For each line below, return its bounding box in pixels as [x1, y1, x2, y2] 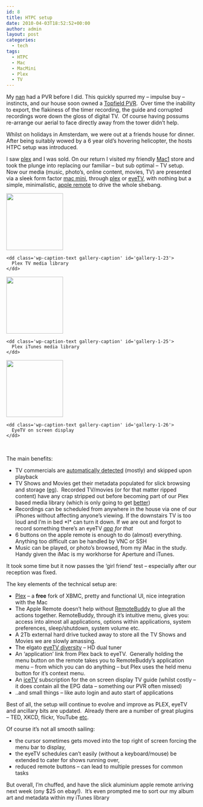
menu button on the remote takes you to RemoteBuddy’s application [14, 657, 184, 664]
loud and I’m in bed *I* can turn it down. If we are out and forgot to [14, 518, 182, 525]
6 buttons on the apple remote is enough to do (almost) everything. [14, 532, 182, 539]
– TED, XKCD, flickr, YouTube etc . [6, 714, 89, 721]
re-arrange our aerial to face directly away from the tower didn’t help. [6, 119, 179, 126]
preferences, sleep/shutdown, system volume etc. [14, 624, 140, 632]
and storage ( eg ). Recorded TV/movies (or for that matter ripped [14, 486, 177, 493]
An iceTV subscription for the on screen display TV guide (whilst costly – [14, 676, 196, 683]
